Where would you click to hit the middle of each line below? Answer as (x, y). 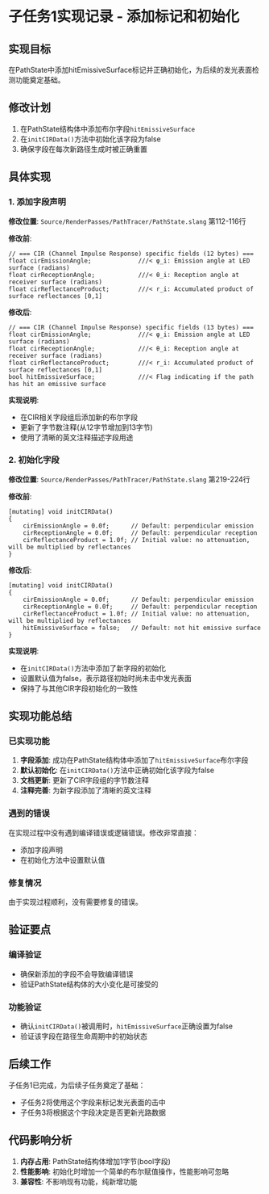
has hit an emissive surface (57, 384)
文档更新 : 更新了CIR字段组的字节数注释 (84, 780)
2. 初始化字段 (34, 460)
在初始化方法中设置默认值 (62, 860)
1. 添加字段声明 (37, 202)
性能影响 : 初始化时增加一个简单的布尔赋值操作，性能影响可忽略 (124, 1171)
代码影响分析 (40, 1140)
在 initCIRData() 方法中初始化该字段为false (90, 139)
